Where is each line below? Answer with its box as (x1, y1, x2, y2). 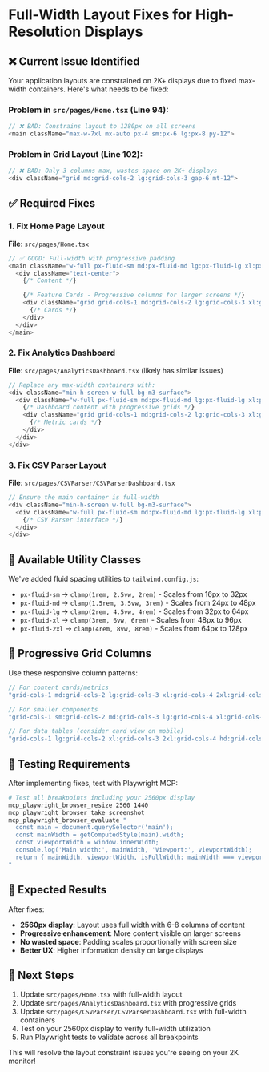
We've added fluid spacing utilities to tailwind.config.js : (8, 574, 199, 584)
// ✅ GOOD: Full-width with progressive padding (8, 254, 175, 262)
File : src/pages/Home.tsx (8, 239, 90, 248)
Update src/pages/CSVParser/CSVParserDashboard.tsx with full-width (19, 1007, 247, 1017)
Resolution (8, 22, 82, 41)
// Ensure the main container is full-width (8, 494, 159, 502)
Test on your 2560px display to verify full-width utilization (19, 1024, 211, 1034)
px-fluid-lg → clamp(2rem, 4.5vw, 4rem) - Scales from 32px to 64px (19, 607, 250, 616)
